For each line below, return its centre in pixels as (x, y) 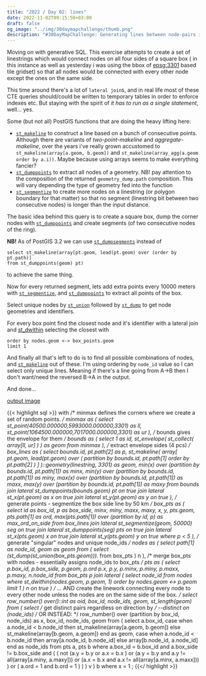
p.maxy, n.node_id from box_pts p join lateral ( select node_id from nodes (100, 575)
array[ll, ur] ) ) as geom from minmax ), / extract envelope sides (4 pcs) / (99, 445)
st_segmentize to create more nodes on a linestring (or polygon (95, 192)
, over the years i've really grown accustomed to (100, 146)
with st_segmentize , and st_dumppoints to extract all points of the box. (95, 293)
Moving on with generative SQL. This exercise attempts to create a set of (99, 52)
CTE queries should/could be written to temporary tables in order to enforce (103, 97)
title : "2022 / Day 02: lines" (47, 12)
